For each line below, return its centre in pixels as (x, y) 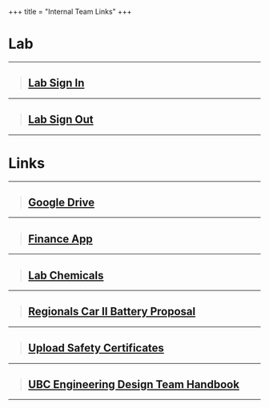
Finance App (60, 239)
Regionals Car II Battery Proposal (112, 312)
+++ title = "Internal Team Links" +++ (70, 12)
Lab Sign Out (60, 120)
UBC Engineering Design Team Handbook (134, 384)
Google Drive (61, 202)
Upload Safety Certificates (96, 348)
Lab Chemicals (66, 275)
